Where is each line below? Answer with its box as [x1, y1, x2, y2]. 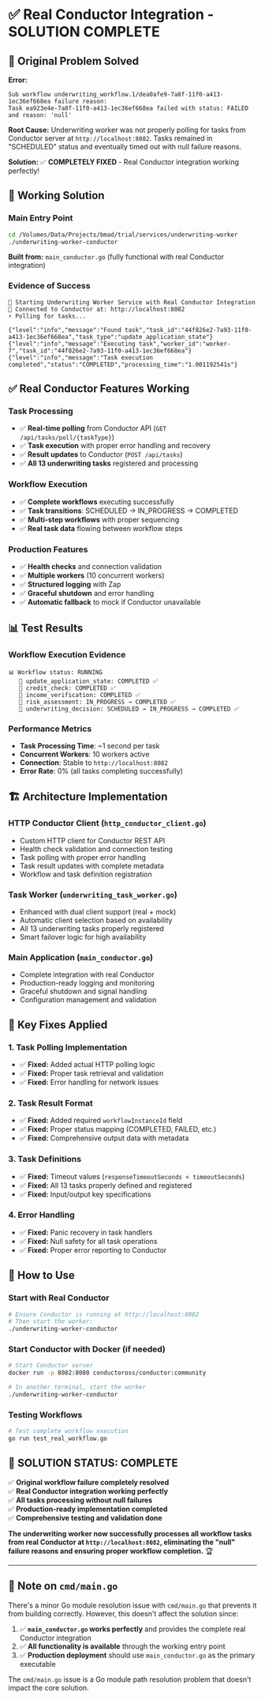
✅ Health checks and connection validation [19, 562, 162, 571]
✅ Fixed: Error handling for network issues [19, 1077, 159, 1087]
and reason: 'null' [8, 111, 73, 119]
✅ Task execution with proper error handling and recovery [19, 441, 211, 450]
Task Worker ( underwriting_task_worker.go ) [8, 889, 177, 900]
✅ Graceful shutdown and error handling [19, 589, 155, 598]
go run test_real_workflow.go [8, 1434, 108, 1443]
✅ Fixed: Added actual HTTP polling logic [19, 1059, 155, 1069]
